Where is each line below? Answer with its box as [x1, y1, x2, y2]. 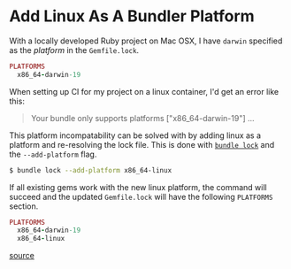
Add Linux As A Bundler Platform [9, 6, 255, 27]
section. [9, 201, 39, 211]
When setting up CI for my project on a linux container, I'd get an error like [9, 86, 280, 96]
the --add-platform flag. [9, 149, 97, 159]
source [9, 250, 35, 261]
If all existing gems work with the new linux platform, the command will [9, 181, 267, 192]
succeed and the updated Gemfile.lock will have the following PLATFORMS [9, 191, 273, 202]
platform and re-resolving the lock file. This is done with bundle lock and [9, 139, 275, 150]
